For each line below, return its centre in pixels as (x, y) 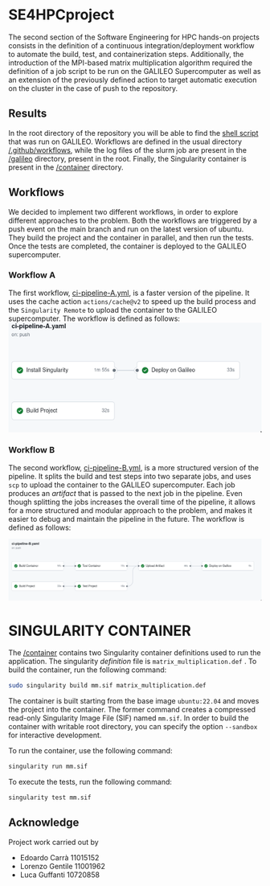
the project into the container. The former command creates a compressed (132, 710)
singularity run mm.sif (48, 767)
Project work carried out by (53, 842)
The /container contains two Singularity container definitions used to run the (135, 653)
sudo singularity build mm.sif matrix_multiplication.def (107, 686)
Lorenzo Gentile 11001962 (63, 866)
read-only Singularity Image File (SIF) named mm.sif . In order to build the (129, 718)
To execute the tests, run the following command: (90, 782)
